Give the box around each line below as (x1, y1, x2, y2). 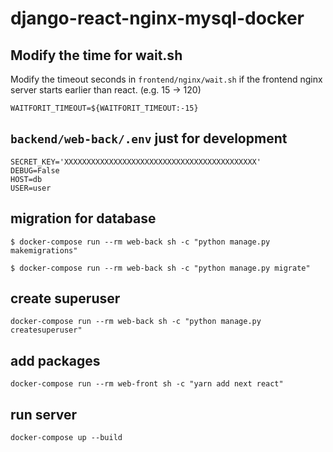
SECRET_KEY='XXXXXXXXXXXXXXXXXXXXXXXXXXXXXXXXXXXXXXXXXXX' (10, 157, 262, 167)
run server (10, 406, 78, 423)
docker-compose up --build (10, 433, 123, 443)
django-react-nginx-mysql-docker (10, 7, 305, 30)
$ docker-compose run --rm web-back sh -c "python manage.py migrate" (10, 263, 311, 273)
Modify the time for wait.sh (10, 47, 183, 64)
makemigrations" (10, 245, 78, 256)
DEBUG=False (10, 165, 60, 176)
